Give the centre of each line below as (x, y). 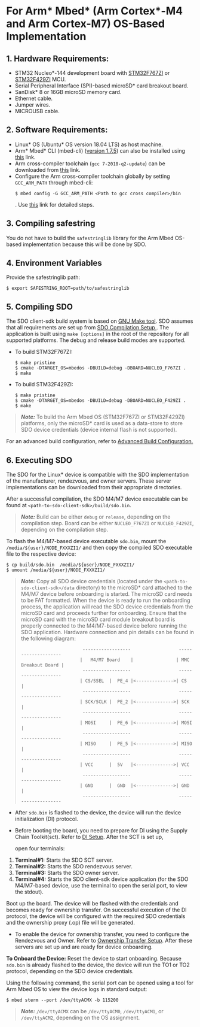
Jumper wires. (33, 105)
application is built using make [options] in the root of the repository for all (98, 334)
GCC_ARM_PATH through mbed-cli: (54, 182)
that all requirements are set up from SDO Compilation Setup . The (87, 328)
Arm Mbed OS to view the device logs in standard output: (77, 989)
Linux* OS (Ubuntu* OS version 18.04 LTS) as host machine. (89, 144)
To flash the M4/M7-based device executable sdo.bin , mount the (86, 541)
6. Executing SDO (39, 460)
